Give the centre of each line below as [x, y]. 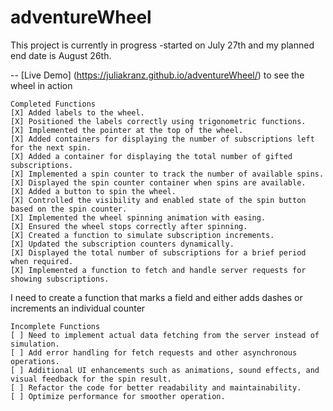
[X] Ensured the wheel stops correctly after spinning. [129, 226]
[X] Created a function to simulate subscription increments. [142, 235]
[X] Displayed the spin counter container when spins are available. [158, 182]
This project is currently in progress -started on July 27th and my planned [162, 45]
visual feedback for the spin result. [91, 379]
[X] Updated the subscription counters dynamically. [122, 244]
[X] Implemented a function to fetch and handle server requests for [158, 270]
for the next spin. [51, 147]
